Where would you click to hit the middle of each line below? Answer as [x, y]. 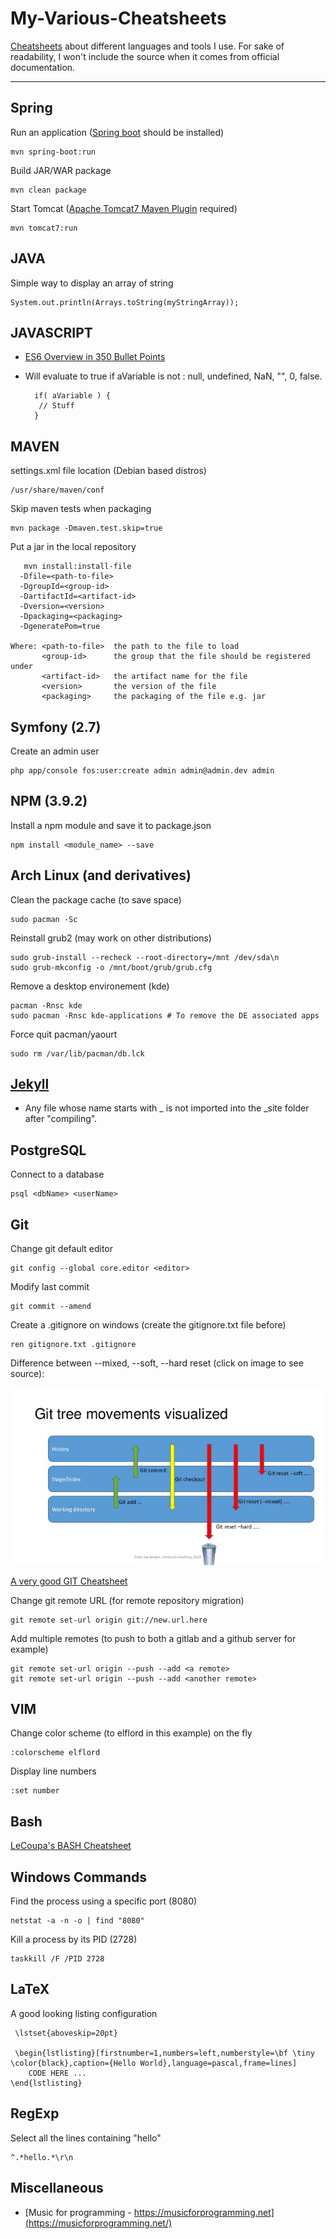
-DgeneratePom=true [60, 627]
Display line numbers [53, 1771]
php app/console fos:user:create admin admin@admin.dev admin [142, 771]
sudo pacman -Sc [44, 919]
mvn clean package [48, 190]
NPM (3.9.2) [49, 801]
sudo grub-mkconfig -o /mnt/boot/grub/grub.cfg [111, 967]
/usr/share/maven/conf [57, 490]
